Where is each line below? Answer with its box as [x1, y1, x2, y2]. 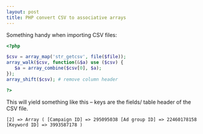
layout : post [6, 8, 40, 15]
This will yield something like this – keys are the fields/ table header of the [6, 98, 191, 106]
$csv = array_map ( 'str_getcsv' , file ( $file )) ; [6, 54, 126, 60]
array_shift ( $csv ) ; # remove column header [6, 76, 119, 82]
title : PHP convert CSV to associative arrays [6, 15, 126, 21]
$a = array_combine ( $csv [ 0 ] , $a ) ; [14, 65, 102, 72]
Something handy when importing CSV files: [6, 31, 117, 38]
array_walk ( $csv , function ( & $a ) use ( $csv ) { [6, 59, 123, 65]
